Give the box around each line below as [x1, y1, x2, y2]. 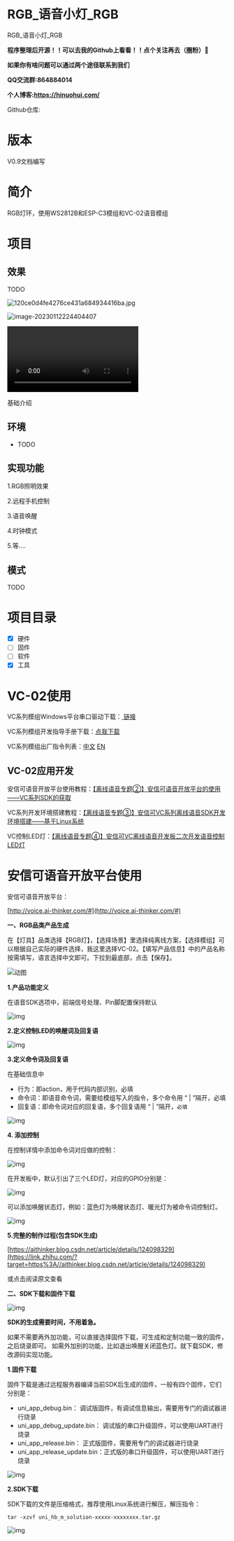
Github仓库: [7, 105, 41, 114]
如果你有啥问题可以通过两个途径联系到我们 [7, 60, 130, 69]
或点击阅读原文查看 [7, 1275, 63, 1283]
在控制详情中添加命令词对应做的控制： [7, 1146, 117, 1154]
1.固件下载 [7, 1365, 37, 1374]
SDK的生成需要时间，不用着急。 [7, 1318, 100, 1326]
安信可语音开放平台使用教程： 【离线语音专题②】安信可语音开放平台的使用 [7, 785, 221, 793]
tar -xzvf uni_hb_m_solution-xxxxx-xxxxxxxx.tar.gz [7, 1514, 161, 1521]
